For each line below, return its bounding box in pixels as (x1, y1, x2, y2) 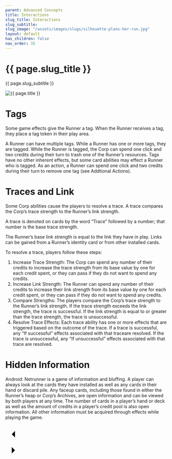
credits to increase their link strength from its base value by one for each (12, 286, 166, 292)
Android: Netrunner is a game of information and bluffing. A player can (5, 376, 154, 382)
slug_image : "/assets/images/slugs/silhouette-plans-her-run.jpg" (5, 27, 150, 32)
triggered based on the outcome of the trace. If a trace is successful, (12, 324, 159, 331)
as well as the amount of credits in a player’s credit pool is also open (5, 403, 149, 409)
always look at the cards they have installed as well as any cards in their (5, 381, 157, 388)
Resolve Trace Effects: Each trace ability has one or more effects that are (12, 319, 167, 325)
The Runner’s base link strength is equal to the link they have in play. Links (5, 233, 162, 240)
